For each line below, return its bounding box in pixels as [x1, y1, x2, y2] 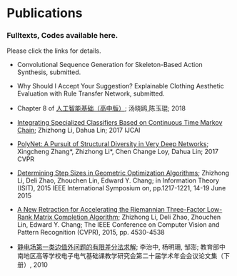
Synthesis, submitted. [16, 68, 81, 76]
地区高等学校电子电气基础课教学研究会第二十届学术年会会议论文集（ [23, 252, 224, 260]
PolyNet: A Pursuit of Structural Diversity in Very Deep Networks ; [16, 140, 209, 148]
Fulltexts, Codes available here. [6, 31, 118, 41]
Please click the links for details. [6, 46, 101, 55]
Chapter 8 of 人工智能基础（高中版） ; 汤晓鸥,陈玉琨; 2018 [16, 104, 186, 113]
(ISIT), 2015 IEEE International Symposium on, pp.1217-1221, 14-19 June [16, 184, 226, 193]
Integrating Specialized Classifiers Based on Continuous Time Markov [16, 118, 223, 127]
